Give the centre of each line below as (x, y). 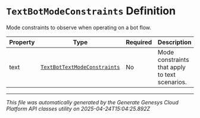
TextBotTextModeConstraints (80, 67)
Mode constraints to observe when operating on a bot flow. (79, 27)
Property (22, 42)
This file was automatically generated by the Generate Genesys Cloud (92, 102)
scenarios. (172, 82)
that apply (172, 67)
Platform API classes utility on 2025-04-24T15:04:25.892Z (78, 108)
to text (166, 74)
